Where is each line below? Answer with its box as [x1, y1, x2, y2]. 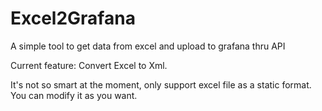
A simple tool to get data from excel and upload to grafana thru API [10, 40, 286, 52]
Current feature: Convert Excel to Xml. [10, 59, 168, 71]
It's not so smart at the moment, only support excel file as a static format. [10, 78, 312, 91]
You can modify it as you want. [10, 89, 138, 101]
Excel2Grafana [10, 7, 136, 30]
